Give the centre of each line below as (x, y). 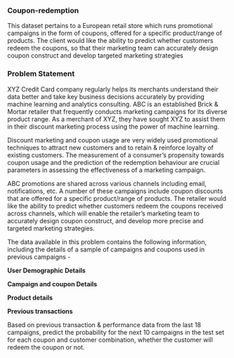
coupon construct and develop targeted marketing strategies (96, 55)
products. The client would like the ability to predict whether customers (110, 41)
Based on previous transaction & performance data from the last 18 (104, 324)
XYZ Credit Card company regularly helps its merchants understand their (113, 89)
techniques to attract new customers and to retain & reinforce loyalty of (111, 147)
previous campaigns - (39, 257)
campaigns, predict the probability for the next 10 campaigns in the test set (116, 332)
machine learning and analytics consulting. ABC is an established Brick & (113, 104)
